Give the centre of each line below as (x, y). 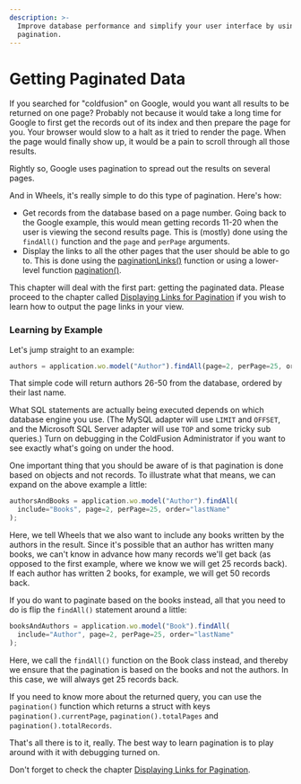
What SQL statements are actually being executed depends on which (137, 410)
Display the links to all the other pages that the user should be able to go (156, 251)
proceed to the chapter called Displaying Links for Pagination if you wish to (148, 297)
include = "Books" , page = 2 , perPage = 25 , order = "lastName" (124, 510)
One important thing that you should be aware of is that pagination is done (146, 466)
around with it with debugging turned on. (85, 752)
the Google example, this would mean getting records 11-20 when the (150, 223)
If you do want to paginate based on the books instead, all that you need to (147, 600)
